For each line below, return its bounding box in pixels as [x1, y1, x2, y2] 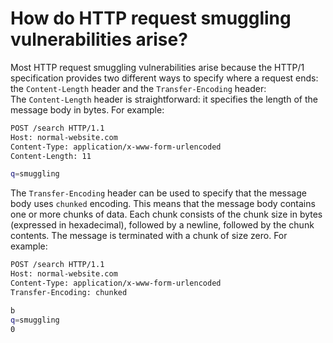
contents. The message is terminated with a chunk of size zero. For [10, 230, 288, 242]
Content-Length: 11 [10, 151, 92, 161]
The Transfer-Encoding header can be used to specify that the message [10, 187, 307, 199]
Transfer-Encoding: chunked [10, 287, 128, 297]
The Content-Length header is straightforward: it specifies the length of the [10, 93, 318, 105]
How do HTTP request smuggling [10, 7, 292, 30]
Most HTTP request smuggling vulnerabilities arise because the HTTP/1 [10, 61, 305, 73]
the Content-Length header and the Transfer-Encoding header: [10, 82, 267, 94]
